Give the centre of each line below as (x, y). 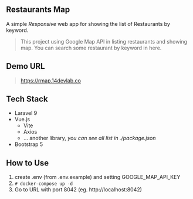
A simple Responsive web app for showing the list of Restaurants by (88, 24)
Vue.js (22, 120)
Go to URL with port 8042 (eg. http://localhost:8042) (78, 190)
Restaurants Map (38, 10)
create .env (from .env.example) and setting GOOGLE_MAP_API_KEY (97, 177)
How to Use (28, 163)
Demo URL (26, 66)
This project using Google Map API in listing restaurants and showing (104, 41)
